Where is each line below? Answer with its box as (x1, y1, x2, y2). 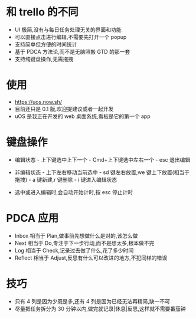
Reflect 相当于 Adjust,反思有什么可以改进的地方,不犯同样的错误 (14, 254, 167, 261)
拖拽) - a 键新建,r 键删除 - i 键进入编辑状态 (14, 176, 117, 183)
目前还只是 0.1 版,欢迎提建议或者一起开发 (14, 105, 114, 112)
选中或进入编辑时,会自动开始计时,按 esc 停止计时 (14, 188, 133, 195)
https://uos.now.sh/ (14, 98, 62, 105)
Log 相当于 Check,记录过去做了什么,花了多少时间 (14, 247, 134, 254)
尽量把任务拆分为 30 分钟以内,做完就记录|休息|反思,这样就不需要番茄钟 (14, 305, 186, 312)
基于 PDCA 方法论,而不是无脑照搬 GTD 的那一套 (14, 48, 130, 55)
